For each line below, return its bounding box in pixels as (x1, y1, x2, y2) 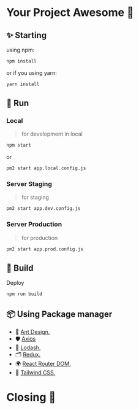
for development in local (21, 130, 83, 137)
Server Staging (6, 180, 52, 188)
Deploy (6, 279, 24, 287)
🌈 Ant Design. (15, 328, 50, 336)
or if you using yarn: (6, 69, 57, 76)
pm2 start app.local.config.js (6, 165, 86, 171)
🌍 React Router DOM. (15, 360, 72, 368)
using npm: (6, 46, 35, 53)
